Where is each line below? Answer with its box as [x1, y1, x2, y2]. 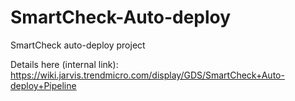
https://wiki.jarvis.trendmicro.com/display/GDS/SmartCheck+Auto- [10, 69, 285, 81]
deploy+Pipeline [10, 79, 77, 91]
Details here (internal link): [10, 58, 119, 70]
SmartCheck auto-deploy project [10, 39, 146, 51]
